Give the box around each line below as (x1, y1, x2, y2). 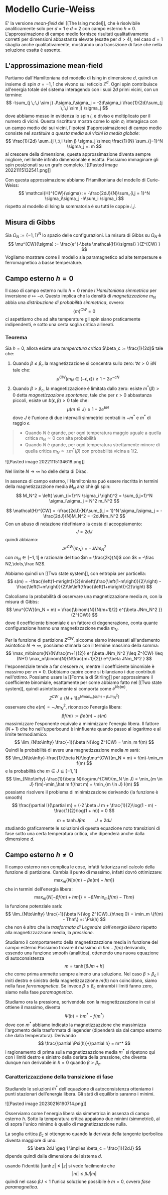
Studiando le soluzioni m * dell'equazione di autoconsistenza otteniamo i (5, 1084, 154, 1091)
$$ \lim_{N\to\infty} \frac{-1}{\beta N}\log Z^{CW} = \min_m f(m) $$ (14, 739, 154, 745)
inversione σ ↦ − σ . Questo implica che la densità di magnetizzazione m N (5, 293, 156, 300)
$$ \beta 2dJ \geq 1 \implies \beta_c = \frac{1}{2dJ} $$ (27, 1145, 141, 1151)
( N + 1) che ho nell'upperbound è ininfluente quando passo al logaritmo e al (5, 726, 161, 732)
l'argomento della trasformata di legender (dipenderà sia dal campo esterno (5, 1027, 162, 1033)
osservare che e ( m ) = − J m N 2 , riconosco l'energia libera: (5, 703, 122, 711)
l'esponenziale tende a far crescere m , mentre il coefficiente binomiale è (5, 663, 154, 669)
